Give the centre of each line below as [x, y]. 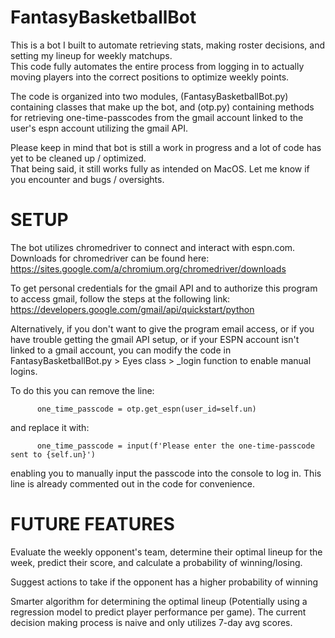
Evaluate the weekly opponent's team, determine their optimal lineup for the [166, 552]
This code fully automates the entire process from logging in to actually [157, 66]
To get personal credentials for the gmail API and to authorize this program [164, 288]
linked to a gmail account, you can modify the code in [121, 350]
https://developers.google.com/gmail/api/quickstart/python [132, 309]
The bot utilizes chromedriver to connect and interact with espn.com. [153, 247]
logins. [24, 371]
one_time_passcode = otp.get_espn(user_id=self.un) [146, 409]
